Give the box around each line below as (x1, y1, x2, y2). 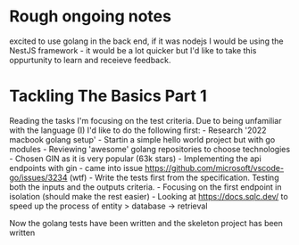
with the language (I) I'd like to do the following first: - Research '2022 (9, 125, 267, 135)
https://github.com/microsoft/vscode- (144, 162, 284, 173)
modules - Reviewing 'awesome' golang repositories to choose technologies (9, 143, 291, 154)
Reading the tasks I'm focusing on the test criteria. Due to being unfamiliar (9, 115, 282, 126)
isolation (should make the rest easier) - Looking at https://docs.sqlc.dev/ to (9, 191, 288, 201)
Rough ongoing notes (9, 6, 172, 27)
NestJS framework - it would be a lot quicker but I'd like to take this (9, 45, 257, 55)
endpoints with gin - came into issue (9, 162, 144, 173)
